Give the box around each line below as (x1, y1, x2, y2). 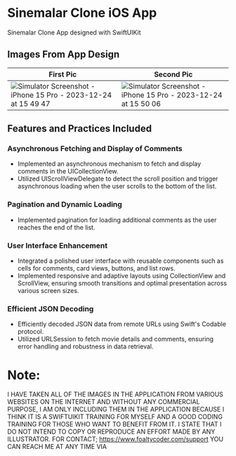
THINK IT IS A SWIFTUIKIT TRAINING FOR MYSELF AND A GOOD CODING (7, 412, 223, 421)
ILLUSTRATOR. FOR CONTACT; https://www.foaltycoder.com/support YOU (7, 435, 223, 443)
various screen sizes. (17, 287, 79, 295)
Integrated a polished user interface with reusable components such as (17, 256, 224, 265)
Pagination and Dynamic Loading (7, 200, 123, 209)
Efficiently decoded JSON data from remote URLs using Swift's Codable (17, 320, 227, 328)
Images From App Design (7, 48, 120, 60)
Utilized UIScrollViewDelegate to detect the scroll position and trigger (17, 174, 218, 183)
